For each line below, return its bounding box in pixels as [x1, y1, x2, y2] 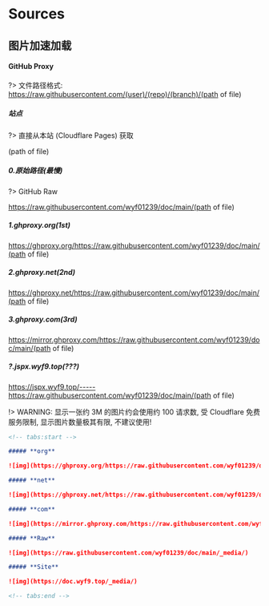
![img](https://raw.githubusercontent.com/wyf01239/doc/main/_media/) [8, 548, 249, 557]
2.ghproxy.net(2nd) [8, 268, 76, 277]
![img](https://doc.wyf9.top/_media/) [8, 578, 138, 586]
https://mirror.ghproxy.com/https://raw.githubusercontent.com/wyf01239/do [8, 334, 260, 345]
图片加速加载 [8, 38, 72, 52]
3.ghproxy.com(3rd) [8, 314, 78, 325]
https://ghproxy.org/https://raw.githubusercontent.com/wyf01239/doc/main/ [8, 240, 260, 250]
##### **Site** [8, 563, 59, 572]
